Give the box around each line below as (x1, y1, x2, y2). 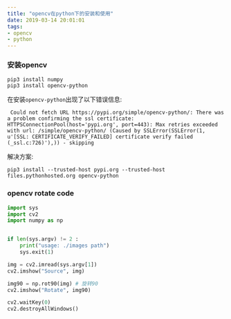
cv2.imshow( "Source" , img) (7, 268, 85, 275)
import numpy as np (7, 217, 64, 224)
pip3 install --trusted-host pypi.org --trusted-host (7, 166, 166, 173)
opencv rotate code (7, 189, 75, 198)
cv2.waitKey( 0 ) (7, 299, 51, 306)
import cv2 (7, 211, 39, 218)
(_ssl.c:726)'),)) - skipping (7, 139, 95, 146)
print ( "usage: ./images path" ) (19, 242, 110, 250)
